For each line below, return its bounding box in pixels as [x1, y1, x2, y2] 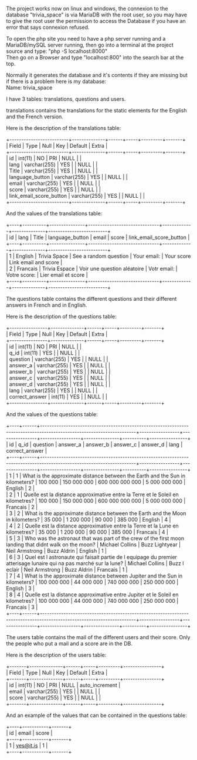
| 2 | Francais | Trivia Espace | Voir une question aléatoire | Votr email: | [6, 265, 178, 272]
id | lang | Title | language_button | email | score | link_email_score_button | [9, 234, 190, 241]
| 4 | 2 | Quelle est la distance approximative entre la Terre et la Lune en [6, 522, 179, 529]
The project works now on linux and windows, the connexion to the [6, 5, 168, 12]
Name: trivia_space [6, 84, 53, 91]
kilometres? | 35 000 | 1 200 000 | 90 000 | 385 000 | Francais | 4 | [6, 529, 169, 535]
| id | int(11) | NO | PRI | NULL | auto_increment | [6, 682, 121, 688]
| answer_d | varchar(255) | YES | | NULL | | [6, 381, 111, 387]
